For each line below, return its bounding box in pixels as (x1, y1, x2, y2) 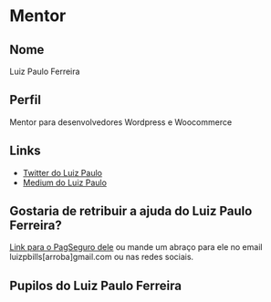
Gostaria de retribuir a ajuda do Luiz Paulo (9, 203, 253, 219)
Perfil (9, 92, 41, 108)
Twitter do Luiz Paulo (22, 167, 103, 178)
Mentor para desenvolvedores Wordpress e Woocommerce (9, 116, 233, 128)
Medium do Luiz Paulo (22, 177, 108, 188)
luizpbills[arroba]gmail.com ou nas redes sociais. (9, 252, 194, 263)
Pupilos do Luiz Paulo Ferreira (9, 277, 182, 293)
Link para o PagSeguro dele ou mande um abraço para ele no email (9, 242, 263, 253)
